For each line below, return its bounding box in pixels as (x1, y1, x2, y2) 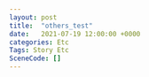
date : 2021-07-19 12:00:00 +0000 (9, 29, 141, 38)
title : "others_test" (9, 21, 93, 30)
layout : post (9, 12, 58, 22)
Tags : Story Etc (9, 46, 69, 55)
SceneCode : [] (9, 54, 62, 63)
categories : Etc (9, 37, 69, 47)
